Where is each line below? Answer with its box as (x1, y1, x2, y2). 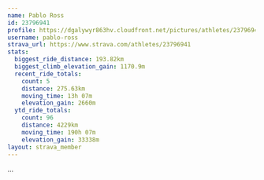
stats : (7, 48, 29, 56)
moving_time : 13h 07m (21, 92, 92, 100)
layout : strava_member (7, 143, 82, 151)
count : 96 (21, 114, 54, 122)
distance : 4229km (21, 121, 79, 129)
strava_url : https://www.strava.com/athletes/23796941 (7, 41, 191, 49)
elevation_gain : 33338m (21, 135, 100, 144)
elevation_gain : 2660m (21, 99, 96, 107)
